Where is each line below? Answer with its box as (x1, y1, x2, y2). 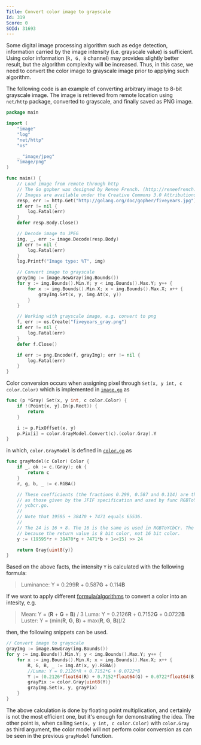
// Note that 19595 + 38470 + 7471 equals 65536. (17, 514, 144, 520)
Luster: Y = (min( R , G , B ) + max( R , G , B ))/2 (20, 617, 126, 624)
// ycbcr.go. (17, 503, 50, 509)
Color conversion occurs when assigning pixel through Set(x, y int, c (6, 379, 182, 387)
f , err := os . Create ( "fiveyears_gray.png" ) (17, 319, 127, 325)
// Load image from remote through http (17, 181, 119, 187)
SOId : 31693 (6, 25, 36, 32)
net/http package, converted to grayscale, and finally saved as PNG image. (6, 98, 193, 105)
